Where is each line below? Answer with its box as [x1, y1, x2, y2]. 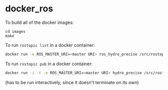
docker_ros [5, 3, 53, 14]
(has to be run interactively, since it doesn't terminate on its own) [5, 79, 139, 85]
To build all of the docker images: [5, 19, 74, 25]
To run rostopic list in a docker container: [5, 42, 95, 48]
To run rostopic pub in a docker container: [5, 61, 93, 67]
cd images [5, 29, 26, 34]
